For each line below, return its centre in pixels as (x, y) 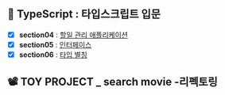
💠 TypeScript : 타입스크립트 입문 (84, 14)
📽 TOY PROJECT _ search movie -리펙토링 (112, 82)
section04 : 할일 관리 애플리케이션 (73, 35)
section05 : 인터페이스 (55, 44)
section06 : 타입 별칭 (53, 55)
